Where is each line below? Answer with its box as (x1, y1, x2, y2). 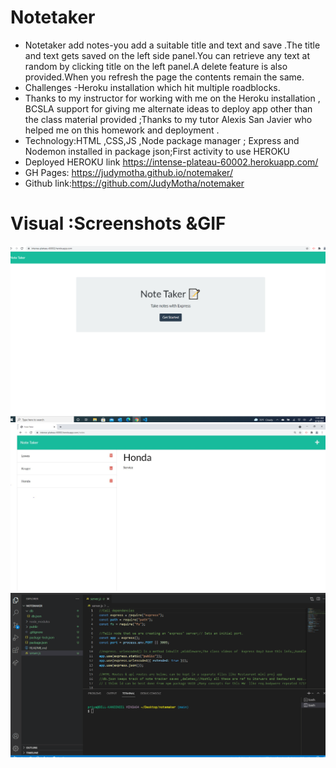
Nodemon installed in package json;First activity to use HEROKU (24, 145, 290, 157)
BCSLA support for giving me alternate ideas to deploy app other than (24, 102, 313, 115)
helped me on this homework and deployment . (24, 124, 220, 136)
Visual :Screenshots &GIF (10, 212, 227, 235)
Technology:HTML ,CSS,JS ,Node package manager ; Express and (24, 134, 300, 146)
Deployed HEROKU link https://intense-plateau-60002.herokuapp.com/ (24, 156, 319, 168)
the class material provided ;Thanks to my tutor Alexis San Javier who (24, 113, 313, 125)
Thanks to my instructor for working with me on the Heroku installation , (24, 92, 321, 104)
